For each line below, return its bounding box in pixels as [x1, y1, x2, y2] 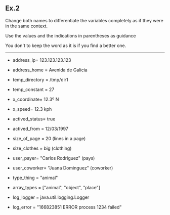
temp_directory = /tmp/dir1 [12, 76, 68, 82]
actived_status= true [12, 116, 56, 122]
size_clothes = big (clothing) [12, 145, 72, 151]
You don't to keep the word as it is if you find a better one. [5, 42, 126, 49]
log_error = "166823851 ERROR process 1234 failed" [12, 204, 122, 210]
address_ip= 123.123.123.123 [12, 57, 71, 63]
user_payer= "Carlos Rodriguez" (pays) [12, 155, 95, 161]
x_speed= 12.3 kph [12, 106, 52, 112]
